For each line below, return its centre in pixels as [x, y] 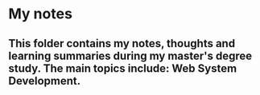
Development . [45, 81]
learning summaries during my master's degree [130, 55]
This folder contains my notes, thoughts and [122, 44]
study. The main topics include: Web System [123, 68]
